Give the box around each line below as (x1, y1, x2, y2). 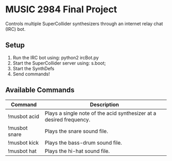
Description (90, 101, 119, 108)
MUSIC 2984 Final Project (5, 4, 117, 15)
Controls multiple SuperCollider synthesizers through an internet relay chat (5, 21, 163, 27)
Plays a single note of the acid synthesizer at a (45, 109, 157, 116)
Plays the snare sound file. (45, 127, 109, 134)
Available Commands (5, 86, 75, 94)
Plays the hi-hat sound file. (45, 147, 110, 154)
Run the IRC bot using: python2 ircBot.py (12, 54, 99, 61)
